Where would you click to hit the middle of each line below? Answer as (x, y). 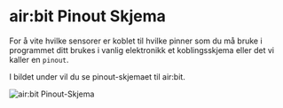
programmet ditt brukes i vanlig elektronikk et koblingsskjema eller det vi (142, 50)
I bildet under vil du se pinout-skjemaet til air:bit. (98, 76)
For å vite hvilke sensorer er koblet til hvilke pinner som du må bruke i (136, 41)
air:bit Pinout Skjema (88, 16)
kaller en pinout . (39, 59)
